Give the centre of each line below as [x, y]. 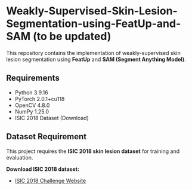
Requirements [33, 78]
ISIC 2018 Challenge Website [50, 180]
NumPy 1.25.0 [32, 111]
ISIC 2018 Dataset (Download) [52, 118]
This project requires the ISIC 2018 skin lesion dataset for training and [93, 151]
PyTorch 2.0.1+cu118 [40, 99]
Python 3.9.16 [32, 92]
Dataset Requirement [47, 137]
